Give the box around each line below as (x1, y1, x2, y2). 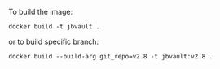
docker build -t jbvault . (8, 23, 100, 31)
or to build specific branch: (8, 37, 99, 46)
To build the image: (8, 7, 73, 16)
